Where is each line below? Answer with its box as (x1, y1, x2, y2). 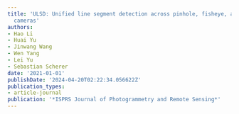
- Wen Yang (7, 50, 40, 57)
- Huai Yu (7, 37, 37, 44)
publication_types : (7, 83, 65, 90)
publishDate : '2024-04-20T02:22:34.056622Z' (7, 76, 142, 84)
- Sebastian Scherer (7, 63, 69, 70)
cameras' (14, 17, 40, 24)
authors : (7, 23, 33, 30)
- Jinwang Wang (7, 43, 53, 50)
